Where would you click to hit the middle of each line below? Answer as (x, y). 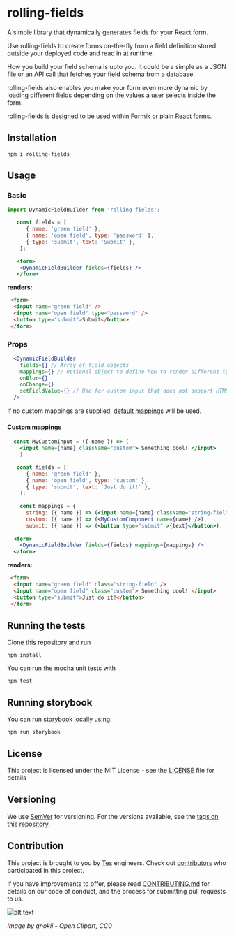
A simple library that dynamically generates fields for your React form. (108, 32)
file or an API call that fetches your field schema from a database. (101, 74)
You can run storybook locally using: (60, 719)
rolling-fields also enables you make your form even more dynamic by (107, 87)
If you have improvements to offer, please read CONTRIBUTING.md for (109, 884)
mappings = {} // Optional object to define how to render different (119, 372)
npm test (20, 681)
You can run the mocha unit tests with (62, 668)
